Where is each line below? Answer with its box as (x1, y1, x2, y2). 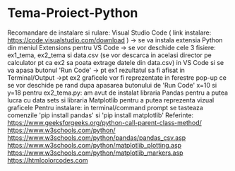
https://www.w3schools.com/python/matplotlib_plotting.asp (7, 141, 182, 149)
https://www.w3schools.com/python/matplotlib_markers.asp (7, 148, 183, 157)
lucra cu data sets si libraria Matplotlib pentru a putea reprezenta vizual (7, 95, 215, 104)
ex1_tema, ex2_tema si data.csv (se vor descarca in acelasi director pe (7, 51, 212, 59)
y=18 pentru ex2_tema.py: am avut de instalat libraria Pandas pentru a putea (7, 88, 228, 97)
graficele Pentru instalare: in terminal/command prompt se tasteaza (7, 103, 203, 112)
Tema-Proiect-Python (7, 5, 138, 21)
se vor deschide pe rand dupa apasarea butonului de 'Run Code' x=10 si (7, 81, 217, 89)
